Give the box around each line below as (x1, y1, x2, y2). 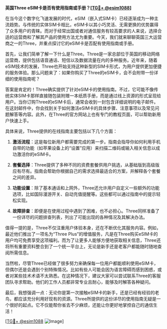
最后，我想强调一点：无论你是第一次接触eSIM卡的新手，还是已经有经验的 (5, 290, 155, 296)
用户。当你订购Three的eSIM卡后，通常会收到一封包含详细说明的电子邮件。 (5, 99, 159, 105)
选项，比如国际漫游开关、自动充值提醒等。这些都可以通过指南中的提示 (12, 191, 157, 197)
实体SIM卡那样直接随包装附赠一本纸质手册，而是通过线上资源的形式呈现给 (9, 93, 162, 99)
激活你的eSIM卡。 (16, 152, 54, 157)
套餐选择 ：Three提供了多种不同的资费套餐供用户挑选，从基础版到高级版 (12, 162, 160, 167)
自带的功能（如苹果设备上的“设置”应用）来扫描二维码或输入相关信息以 (12, 145, 156, 151)
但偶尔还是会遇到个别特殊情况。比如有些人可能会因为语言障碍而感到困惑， (5, 267, 158, 272)
